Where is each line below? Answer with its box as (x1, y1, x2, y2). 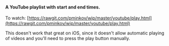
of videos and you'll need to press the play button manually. (5, 35, 130, 41)
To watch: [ (5, 15, 29, 21)
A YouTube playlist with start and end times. (5, 4, 100, 10)
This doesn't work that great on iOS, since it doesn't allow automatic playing (5, 30, 164, 36)
